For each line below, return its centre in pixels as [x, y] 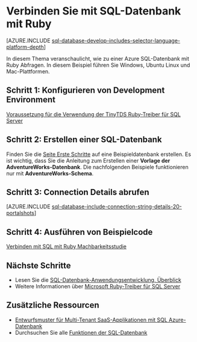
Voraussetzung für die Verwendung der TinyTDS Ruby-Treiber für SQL [93, 114]
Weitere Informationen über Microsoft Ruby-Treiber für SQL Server [98, 286]
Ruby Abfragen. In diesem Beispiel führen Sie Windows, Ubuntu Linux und [98, 65]
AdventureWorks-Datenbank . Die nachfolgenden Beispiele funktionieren [97, 167]
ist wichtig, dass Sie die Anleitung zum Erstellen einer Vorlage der [88, 160]
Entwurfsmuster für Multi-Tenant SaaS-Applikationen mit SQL [91, 320]
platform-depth [25, 47]
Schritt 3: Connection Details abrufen [78, 192]
